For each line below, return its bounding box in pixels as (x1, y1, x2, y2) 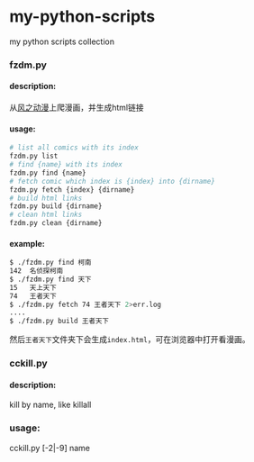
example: (9, 238, 45, 249)
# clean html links (9, 210, 83, 220)
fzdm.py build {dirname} (9, 202, 103, 211)
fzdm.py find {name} (9, 168, 87, 177)
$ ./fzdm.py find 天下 (9, 275, 92, 284)
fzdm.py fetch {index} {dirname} (9, 185, 135, 195)
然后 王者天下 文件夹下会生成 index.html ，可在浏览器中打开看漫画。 (9, 334, 250, 345)
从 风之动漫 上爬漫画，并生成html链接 (9, 102, 144, 113)
